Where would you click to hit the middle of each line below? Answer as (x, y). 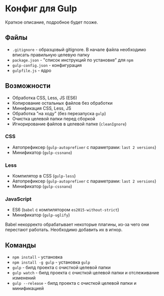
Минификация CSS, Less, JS (41, 108)
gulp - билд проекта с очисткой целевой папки (61, 267)
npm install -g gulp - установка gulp (51, 262)
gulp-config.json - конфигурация (47, 65)
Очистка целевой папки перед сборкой (54, 118)
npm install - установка (37, 257)
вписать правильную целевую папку (51, 55)
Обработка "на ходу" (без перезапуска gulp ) (59, 113)
